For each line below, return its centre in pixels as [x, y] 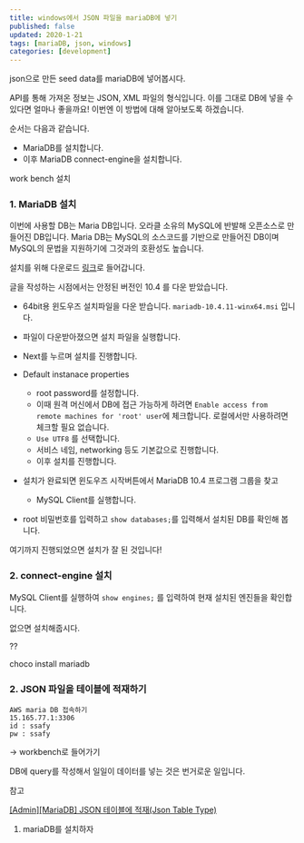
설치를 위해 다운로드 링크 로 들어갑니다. [77, 268]
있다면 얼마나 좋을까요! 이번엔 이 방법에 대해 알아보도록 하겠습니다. [127, 109]
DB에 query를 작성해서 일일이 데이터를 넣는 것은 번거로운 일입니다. [127, 771]
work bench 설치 [40, 179]
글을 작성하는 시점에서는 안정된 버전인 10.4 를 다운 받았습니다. [119, 287]
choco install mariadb [50, 663]
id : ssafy [30, 726]
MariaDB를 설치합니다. [63, 148]
